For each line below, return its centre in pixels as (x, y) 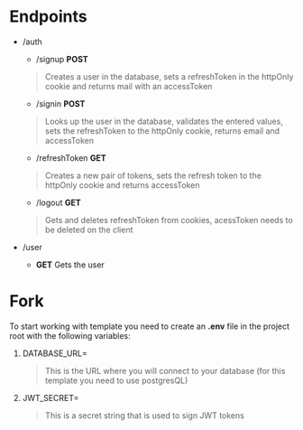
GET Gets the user (70, 265)
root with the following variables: (70, 335)
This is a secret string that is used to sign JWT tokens (145, 415)
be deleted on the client (89, 229)
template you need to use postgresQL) (116, 380)
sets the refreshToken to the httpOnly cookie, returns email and (162, 131)
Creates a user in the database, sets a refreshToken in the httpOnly (169, 76)
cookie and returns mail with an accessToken (129, 86)
